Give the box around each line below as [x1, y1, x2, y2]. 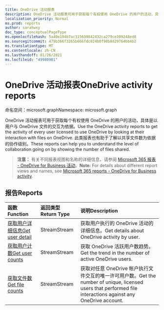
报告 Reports [5, 188, 43, 197]
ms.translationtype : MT [5, 43, 54, 48]
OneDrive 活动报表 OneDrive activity [5, 80, 153, 91]
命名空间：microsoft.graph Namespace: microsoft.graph [5, 107, 117, 113]
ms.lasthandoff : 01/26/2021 [5, 52, 62, 58]
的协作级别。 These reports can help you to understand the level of [5, 141, 139, 147]
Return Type [41, 211, 70, 217]
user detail [7, 234, 32, 240]
